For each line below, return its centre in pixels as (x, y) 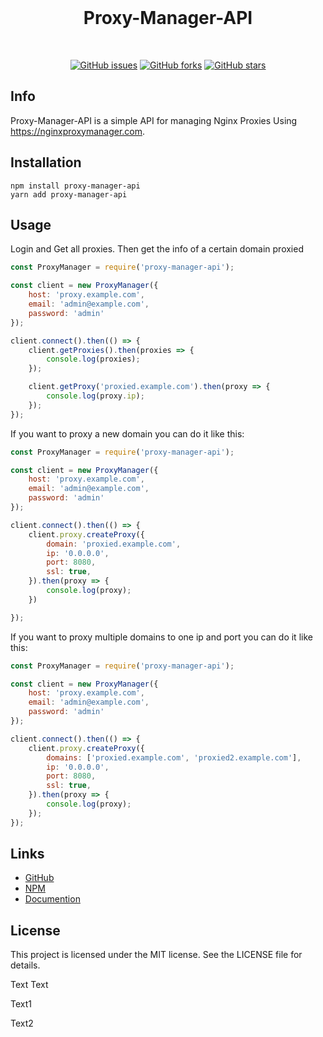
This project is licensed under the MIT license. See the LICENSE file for (156, 955)
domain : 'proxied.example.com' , (114, 544)
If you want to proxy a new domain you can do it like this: (127, 433)
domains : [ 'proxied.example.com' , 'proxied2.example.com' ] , (174, 757)
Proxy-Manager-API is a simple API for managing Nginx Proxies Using (154, 120)
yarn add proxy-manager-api (69, 194)
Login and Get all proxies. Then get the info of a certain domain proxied (157, 249)
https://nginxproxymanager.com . (78, 131)
